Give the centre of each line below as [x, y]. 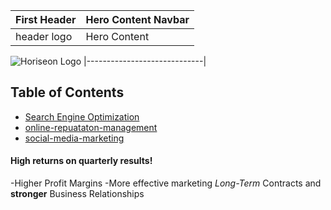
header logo [44, 36]
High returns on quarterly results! [81, 161]
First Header [46, 19]
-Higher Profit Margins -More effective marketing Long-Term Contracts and [166, 183]
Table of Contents [67, 92]
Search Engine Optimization [82, 116]
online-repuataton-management [91, 127]
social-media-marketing [74, 138]
